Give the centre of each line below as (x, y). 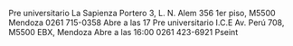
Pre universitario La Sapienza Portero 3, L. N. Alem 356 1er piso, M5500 (142, 13)
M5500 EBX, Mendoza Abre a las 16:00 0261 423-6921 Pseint (123, 32)
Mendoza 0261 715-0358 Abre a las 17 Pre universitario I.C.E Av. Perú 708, (146, 23)
